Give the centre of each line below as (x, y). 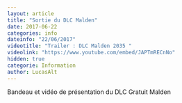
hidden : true (26, 59)
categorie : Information (42, 65)
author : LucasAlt (32, 72)
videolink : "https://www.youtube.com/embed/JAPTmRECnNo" (91, 53)
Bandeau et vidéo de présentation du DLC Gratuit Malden (89, 92)
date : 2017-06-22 (32, 26)
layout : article (31, 14)
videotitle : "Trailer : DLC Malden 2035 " (69, 46)
